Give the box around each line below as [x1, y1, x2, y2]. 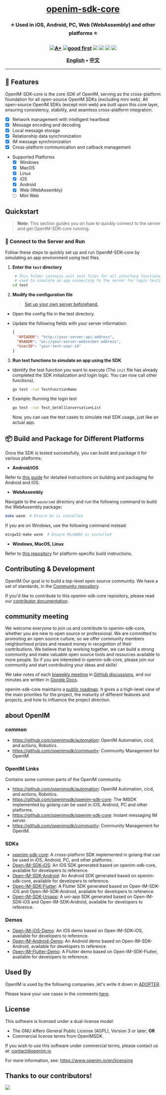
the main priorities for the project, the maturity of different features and [5, 692, 150, 698]
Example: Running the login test [12, 396, 77, 402]
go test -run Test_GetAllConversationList [12, 405, 101, 410]
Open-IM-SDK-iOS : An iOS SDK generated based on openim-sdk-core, [12, 862, 157, 868]
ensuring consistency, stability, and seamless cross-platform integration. [5, 107, 153, 113]
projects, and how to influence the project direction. [5, 697, 111, 703]
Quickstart [5, 207, 39, 216]
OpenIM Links [5, 765, 40, 772]
